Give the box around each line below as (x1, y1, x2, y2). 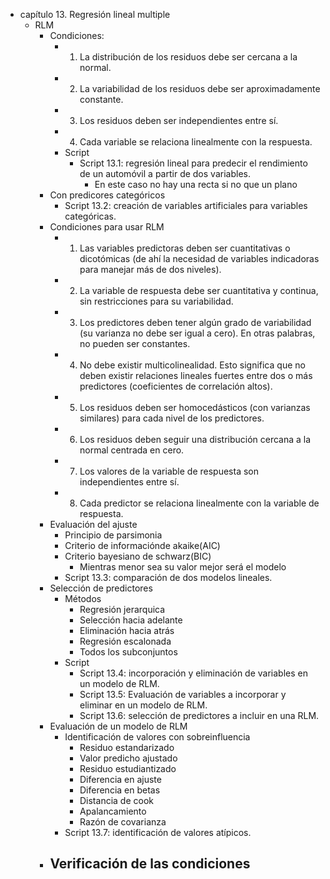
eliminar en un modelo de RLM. (79, 699, 208, 711)
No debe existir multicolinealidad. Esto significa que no (79, 359, 306, 371)
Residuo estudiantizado (79, 763, 177, 774)
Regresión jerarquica (79, 604, 166, 615)
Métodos (64, 593, 102, 604)
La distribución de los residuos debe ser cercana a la (79, 51, 298, 63)
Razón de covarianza (79, 816, 167, 828)
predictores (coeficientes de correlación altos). (79, 380, 273, 392)
